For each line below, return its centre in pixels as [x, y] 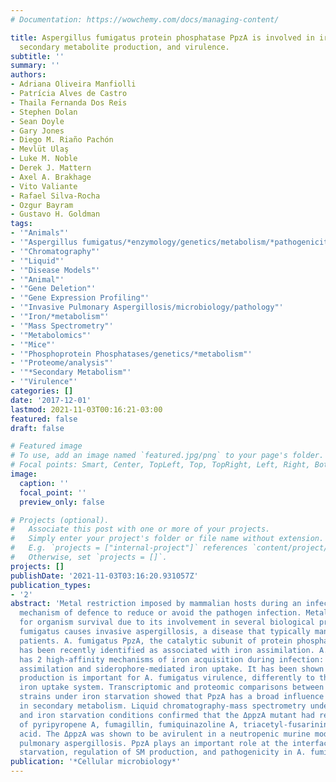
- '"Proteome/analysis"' [62, 363]
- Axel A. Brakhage [51, 177]
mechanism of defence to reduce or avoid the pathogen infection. [160, 613]
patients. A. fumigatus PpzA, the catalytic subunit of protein [156, 641]
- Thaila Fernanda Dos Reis [69, 102]
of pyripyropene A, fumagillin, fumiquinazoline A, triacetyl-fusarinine [176, 724]
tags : [21, 224]
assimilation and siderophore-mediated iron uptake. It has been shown [172, 669]
